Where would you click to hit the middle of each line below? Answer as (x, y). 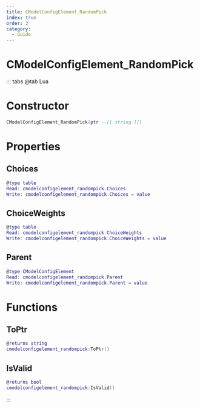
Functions (32, 307)
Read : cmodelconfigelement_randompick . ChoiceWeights (74, 233)
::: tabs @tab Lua (28, 81)
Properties (33, 147)
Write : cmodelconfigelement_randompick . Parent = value (77, 283)
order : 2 (17, 23)
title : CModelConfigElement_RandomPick (57, 12)
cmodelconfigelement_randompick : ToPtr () (58, 349)
